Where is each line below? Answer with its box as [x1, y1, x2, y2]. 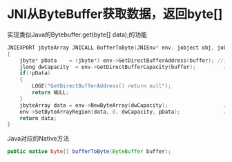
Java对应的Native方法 [7, 134, 70, 143]
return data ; [19, 114, 57, 121]
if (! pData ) [19, 70, 51, 77]
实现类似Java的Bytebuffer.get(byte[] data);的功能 [7, 30, 147, 39]
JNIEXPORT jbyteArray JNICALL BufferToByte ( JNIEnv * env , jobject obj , [7, 44, 215, 51]
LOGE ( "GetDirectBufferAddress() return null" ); [32, 83, 171, 90]
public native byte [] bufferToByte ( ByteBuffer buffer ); [7, 148, 171, 155]
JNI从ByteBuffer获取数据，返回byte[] [7, 6, 223, 22]
